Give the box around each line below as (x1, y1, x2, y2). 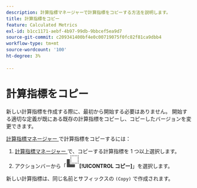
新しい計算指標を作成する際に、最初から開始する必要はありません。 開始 (6, 108, 183, 115)
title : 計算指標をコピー (6, 15, 60, 22)
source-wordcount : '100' (6, 47, 67, 53)
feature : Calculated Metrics (6, 22, 78, 28)
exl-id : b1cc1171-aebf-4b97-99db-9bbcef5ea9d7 (6, 28, 122, 34)
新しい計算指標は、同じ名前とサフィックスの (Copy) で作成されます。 (6, 174, 173, 182)
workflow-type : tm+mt (6, 41, 59, 47)
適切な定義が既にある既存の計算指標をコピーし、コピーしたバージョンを (11, 115, 186, 122)
